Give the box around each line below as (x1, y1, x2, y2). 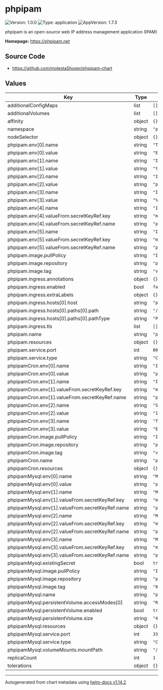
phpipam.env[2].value (7, 181, 58, 187)
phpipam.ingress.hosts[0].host (7, 299, 78, 306)
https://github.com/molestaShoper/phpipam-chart (12, 65, 113, 71)
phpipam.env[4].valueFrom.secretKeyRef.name (7, 220, 115, 227)
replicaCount (7, 654, 37, 661)
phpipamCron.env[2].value (7, 409, 69, 416)
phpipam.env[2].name (7, 173, 58, 180)
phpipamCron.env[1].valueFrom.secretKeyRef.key (7, 386, 122, 393)
